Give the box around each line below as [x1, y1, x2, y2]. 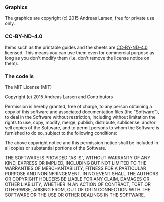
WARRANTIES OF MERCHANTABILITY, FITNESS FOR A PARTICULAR [5, 165, 146, 171]
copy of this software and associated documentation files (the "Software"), [5, 109, 160, 115]
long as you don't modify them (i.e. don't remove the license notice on [5, 55, 150, 61]
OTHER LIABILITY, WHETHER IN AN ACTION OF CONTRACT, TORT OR [5, 181, 151, 187]
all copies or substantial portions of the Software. [5, 145, 106, 151]
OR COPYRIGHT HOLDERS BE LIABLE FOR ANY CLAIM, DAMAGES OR [5, 176, 150, 182]
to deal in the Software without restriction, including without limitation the [5, 114, 156, 120]
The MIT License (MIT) [5, 84, 52, 90]
